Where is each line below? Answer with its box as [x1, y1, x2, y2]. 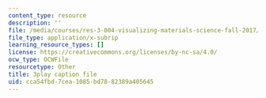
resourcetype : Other [8, 63, 77, 71]
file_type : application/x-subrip [8, 33, 119, 42]
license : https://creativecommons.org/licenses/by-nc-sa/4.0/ [8, 48, 218, 56]
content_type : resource [8, 11, 87, 20]
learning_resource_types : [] [8, 41, 104, 49]
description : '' [8, 19, 62, 27]
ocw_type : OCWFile [8, 56, 69, 64]
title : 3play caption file [8, 70, 97, 78]
